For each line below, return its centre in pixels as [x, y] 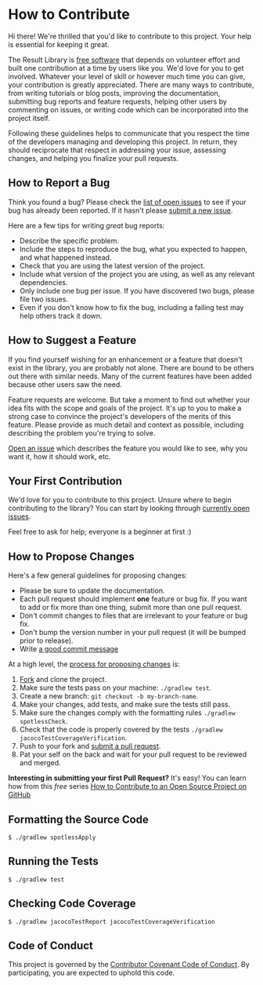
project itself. [29, 118]
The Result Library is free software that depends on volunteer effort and [124, 60]
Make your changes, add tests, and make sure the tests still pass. [125, 705]
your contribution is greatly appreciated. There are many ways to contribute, [131, 85]
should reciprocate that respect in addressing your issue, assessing [117, 150]
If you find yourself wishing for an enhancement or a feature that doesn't [125, 359]
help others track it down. [61, 316]
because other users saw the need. [65, 384]
